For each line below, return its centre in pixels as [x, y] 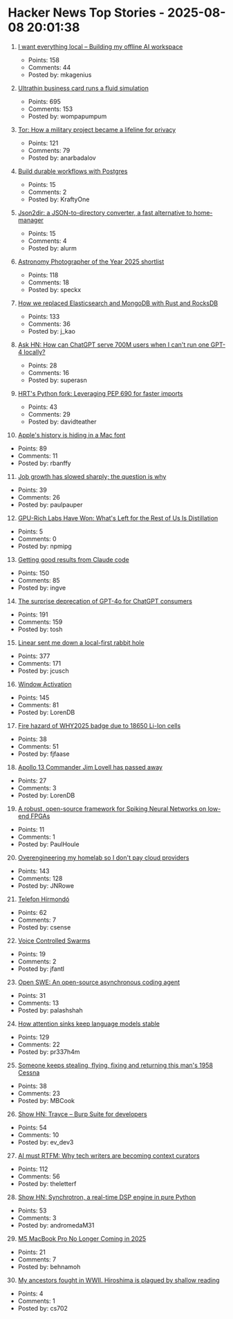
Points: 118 [43, 275]
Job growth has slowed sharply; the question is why [92, 476]
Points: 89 [32, 448]
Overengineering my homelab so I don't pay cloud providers [103, 857]
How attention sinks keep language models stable [88, 1024]
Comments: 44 [49, 67]
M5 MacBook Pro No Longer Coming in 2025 [82, 1238]
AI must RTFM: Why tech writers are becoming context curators [109, 1155]
